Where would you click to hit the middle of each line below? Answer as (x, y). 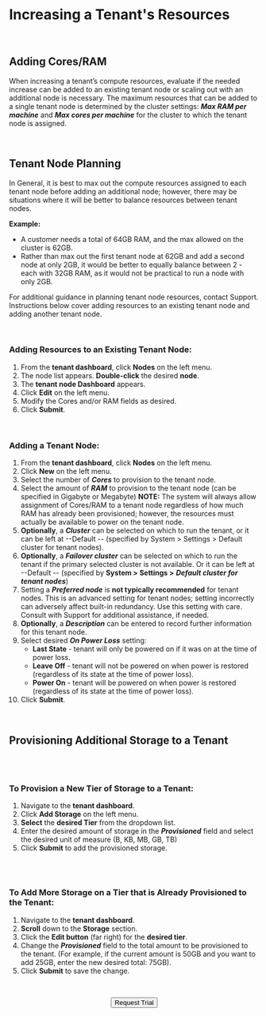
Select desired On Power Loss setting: (83, 641)
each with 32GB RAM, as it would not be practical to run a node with (132, 273)
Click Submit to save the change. (75, 971)
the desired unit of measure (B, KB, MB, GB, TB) (99, 840)
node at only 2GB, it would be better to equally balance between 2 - (131, 264)
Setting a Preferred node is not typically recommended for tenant (129, 590)
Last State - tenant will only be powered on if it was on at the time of (145, 649)
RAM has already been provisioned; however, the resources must (127, 514)
